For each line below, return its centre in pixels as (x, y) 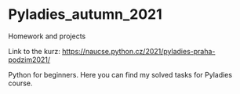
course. (20, 83)
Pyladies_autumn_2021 (85, 14)
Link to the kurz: (34, 51)
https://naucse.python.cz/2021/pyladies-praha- (138, 51)
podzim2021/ (29, 60)
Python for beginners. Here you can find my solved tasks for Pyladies (120, 74)
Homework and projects (47, 36)
